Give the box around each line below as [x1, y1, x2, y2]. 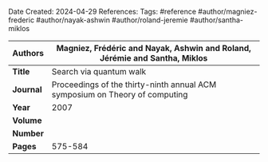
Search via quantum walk [51, 66, 147, 77]
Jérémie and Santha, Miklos [99, 53, 208, 63]
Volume [12, 115, 42, 126]
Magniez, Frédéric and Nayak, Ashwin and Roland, [56, 43, 251, 53]
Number [12, 128, 44, 139]
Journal [12, 84, 42, 95]
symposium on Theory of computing [51, 89, 188, 100]
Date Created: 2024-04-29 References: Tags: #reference [8, 7, 197, 16]
